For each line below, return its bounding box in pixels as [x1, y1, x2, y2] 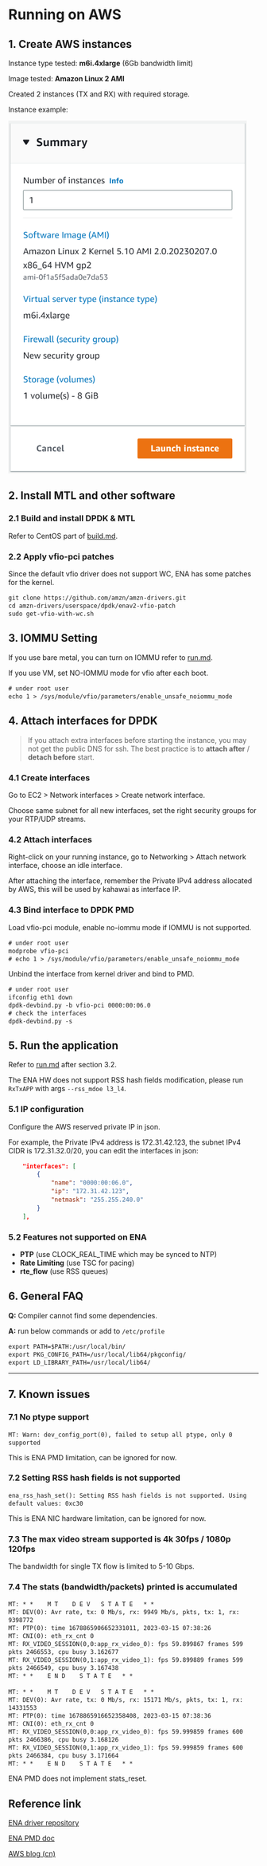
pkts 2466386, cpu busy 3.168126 [8, 1736, 119, 1744]
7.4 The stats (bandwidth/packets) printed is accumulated [8, 1581, 238, 1593]
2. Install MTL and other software [8, 489, 176, 503]
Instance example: [8, 105, 69, 114]
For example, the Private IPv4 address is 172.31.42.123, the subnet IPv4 [8, 1137, 242, 1147]
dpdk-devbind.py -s [8, 1017, 73, 1025]
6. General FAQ [8, 1290, 83, 1303]
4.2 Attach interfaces [8, 834, 93, 845]
